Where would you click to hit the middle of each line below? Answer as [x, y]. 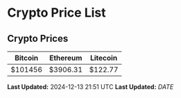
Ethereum [66, 58]
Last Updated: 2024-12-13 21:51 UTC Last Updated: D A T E [90, 87]
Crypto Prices [38, 39]
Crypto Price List [57, 13]
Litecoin [104, 58]
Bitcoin [27, 58]
